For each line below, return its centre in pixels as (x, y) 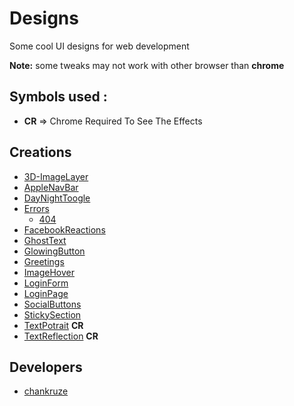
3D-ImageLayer (56, 176)
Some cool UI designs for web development (99, 46)
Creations (40, 152)
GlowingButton (54, 251)
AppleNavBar (51, 187)
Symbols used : (58, 97)
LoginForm (46, 283)
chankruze (46, 391)
